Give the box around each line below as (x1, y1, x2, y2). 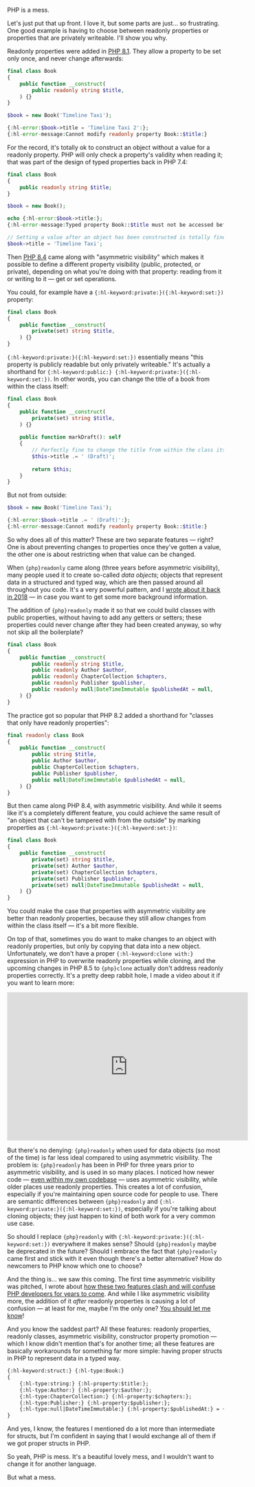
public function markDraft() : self (19, 434, 122, 441)
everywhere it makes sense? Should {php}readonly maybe (52, 1240, 217, 1248)
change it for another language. (7, 1460, 97, 1468)
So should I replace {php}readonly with (7, 1233, 118, 1241)
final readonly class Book (7, 731, 85, 738)
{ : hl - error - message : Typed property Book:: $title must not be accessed (7, 221, 214, 229)
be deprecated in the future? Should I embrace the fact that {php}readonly (7, 1247, 217, 1255)
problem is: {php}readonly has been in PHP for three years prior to (7, 1161, 195, 1169)
